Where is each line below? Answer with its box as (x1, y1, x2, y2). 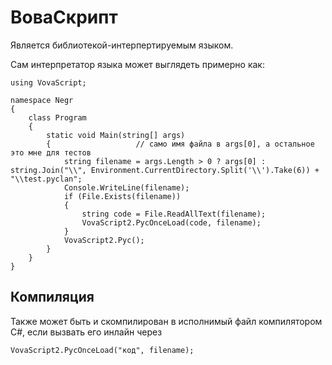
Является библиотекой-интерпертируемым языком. (10, 39, 234, 51)
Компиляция (10, 289, 95, 306)
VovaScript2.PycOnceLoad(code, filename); (81, 217, 262, 228)
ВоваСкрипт (10, 6, 118, 29)
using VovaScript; (10, 77, 87, 88)
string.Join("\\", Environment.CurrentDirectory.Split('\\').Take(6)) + (10, 165, 320, 175)
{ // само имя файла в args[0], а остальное (46, 139, 315, 149)
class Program (28, 112, 87, 123)
